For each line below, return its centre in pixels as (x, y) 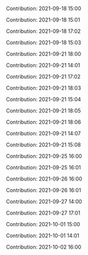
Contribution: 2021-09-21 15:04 (44, 99)
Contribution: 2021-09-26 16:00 (44, 179)
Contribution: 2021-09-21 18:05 (43, 110)
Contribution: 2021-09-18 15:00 (44, 8)
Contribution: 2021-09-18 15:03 (44, 42)
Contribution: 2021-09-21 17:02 (43, 76)
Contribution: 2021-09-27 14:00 (44, 201)
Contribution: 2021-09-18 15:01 (43, 20)
